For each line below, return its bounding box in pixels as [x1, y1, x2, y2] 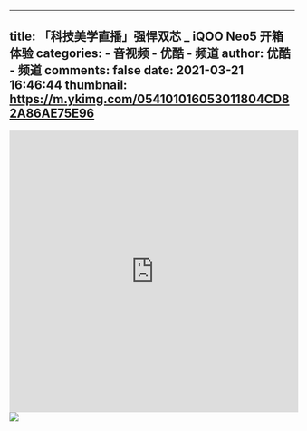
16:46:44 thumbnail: [9, 78, 128, 93]
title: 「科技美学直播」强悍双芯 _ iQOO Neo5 [9, 29, 258, 44]
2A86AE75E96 [9, 106, 95, 121]
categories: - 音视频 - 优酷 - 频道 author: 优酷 [35, 46, 292, 62]
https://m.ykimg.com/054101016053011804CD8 [9, 91, 290, 107]
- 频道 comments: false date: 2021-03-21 [9, 62, 245, 78]
